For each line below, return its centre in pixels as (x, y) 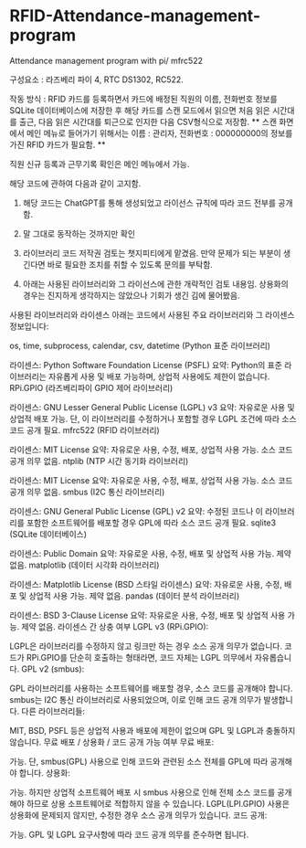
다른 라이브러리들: (53, 711)
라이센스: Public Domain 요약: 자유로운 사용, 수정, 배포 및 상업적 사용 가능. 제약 (151, 553)
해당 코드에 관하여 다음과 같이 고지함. (75, 183)
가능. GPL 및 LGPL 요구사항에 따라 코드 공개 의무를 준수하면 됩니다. (129, 834)
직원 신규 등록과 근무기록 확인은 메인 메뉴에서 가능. (100, 164)
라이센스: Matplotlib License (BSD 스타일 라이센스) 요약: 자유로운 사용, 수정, (146, 584)
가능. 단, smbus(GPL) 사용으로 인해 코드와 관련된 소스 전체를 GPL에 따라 (139, 761)
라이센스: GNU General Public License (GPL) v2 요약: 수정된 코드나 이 (136, 511)
